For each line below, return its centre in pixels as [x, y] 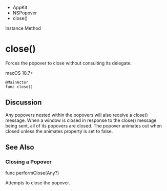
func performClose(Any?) [32, 173]
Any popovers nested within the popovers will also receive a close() [77, 115]
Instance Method [23, 28]
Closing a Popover [29, 162]
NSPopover [25, 13]
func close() [19, 87]
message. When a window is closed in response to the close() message [81, 120]
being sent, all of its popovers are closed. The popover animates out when [84, 125]
